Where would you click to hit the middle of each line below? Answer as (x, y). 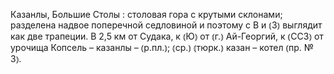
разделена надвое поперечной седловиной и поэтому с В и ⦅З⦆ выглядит (166, 25)
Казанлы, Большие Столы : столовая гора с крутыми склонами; (146, 14)
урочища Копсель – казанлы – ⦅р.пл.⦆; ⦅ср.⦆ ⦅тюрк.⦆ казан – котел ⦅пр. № (162, 47)
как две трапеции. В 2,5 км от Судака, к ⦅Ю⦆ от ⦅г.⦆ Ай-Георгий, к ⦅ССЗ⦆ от (167, 36)
